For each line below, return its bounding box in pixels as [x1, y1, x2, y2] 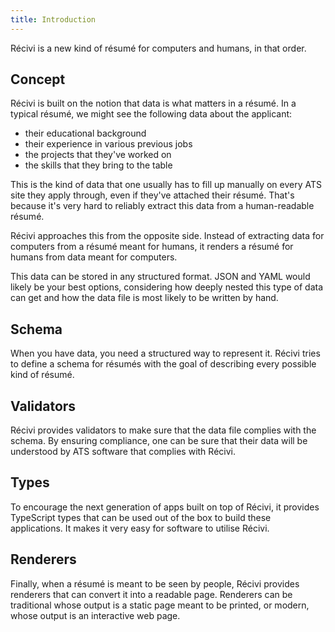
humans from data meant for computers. [10, 251, 178, 263]
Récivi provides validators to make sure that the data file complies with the [10, 424, 317, 436]
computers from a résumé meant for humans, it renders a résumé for [10, 241, 294, 253]
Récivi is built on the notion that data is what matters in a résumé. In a [10, 97, 297, 110]
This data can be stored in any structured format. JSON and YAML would [10, 271, 311, 283]
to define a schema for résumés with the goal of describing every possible [10, 358, 317, 370]
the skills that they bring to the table [24, 159, 173, 171]
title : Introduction [10, 14, 97, 25]
